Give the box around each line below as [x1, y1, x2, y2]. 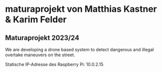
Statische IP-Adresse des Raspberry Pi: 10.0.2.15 [5, 62, 104, 67]
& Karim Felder [5, 14, 67, 25]
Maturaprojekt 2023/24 [5, 34, 80, 42]
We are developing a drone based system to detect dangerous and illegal [5, 47, 154, 52]
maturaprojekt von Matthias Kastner [5, 3, 157, 15]
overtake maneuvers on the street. [5, 52, 76, 58]
